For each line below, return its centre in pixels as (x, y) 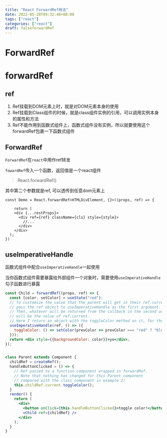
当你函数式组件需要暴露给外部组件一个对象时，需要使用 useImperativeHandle (83, 277)
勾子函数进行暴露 (23, 283)
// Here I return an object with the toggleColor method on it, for (82, 321)
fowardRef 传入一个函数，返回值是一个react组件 (53, 171)
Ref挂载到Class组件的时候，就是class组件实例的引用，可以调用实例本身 (85, 113)
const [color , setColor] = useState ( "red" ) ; (56, 298)
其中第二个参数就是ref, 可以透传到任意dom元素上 (55, 191)
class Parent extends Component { (41, 357)
